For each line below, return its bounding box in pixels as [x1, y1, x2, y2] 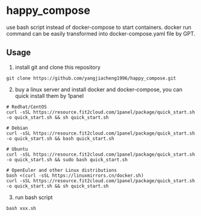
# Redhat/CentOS [6, 104, 47, 110]
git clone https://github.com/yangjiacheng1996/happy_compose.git [6, 75, 176, 81]
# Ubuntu [6, 146, 28, 152]
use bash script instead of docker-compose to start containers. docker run [6, 24, 191, 31]
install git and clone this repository [14, 63, 101, 71]
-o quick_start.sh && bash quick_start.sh [6, 135, 114, 142]
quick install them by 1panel [14, 92, 84, 100]
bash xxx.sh [6, 205, 36, 211]
